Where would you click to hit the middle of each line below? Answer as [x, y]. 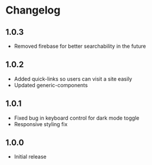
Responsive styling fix [41, 124]
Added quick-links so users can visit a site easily [73, 79]
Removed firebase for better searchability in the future [80, 46]
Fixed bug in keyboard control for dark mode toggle [77, 118]
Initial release [30, 157]
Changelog [33, 10]
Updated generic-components [51, 85]
